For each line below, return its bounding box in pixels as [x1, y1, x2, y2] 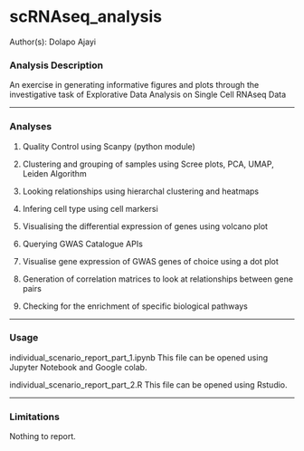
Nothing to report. [9, 431, 77, 442]
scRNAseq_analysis [9, 6, 163, 27]
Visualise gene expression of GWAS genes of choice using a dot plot [22, 255, 279, 266]
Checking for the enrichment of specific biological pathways [22, 301, 249, 312]
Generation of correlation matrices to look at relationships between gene [22, 273, 294, 284]
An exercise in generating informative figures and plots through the [9, 80, 260, 91]
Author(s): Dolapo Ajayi [9, 36, 97, 47]
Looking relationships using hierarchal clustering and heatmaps [22, 186, 260, 197]
